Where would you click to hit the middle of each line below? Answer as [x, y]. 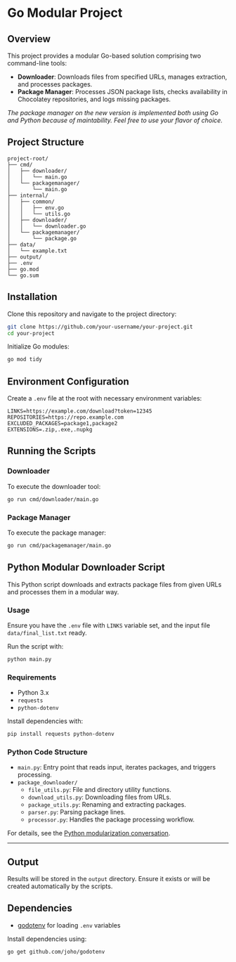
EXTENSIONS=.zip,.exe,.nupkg [50, 430]
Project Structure [46, 142]
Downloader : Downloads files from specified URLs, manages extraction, [122, 77]
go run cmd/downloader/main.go [53, 499]
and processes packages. [55, 84]
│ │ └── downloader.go [47, 226]
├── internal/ [28, 195]
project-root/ [28, 158]
